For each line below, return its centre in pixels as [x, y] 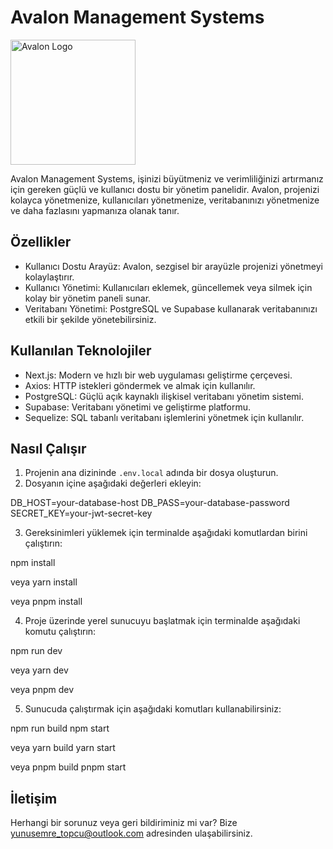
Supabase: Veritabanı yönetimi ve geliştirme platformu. [138, 407]
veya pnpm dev [42, 690]
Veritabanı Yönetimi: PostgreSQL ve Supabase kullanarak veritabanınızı [171, 308]
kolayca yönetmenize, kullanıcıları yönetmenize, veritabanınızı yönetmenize [165, 200]
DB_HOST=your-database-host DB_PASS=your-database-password [150, 503]
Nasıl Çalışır [48, 448]
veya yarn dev [39, 670]
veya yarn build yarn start [63, 748]
